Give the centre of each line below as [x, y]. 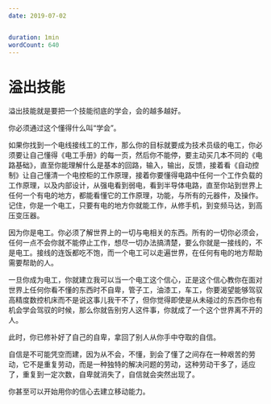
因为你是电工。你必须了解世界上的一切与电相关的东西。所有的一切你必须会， [135, 233]
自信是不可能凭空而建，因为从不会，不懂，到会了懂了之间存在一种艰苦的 [128, 354]
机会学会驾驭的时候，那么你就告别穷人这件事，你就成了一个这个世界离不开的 [135, 310]
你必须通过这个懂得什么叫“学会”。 [65, 128]
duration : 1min [34, 37]
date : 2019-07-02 [38, 16]
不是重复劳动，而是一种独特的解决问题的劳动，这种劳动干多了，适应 [142, 365]
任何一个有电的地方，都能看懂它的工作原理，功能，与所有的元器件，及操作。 [135, 196]
